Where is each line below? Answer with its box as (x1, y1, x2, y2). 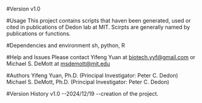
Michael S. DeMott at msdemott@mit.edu (6, 60, 110, 67)
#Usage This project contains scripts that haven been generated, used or (6, 17, 191, 24)
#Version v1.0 (6, 5, 41, 12)
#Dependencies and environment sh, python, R (6, 42, 125, 49)
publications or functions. (6, 30, 71, 37)
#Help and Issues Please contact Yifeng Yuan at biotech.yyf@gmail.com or (6, 54, 196, 60)
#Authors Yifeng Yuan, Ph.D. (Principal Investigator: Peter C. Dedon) (6, 72, 179, 79)
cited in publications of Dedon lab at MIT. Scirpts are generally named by (6, 24, 190, 30)
